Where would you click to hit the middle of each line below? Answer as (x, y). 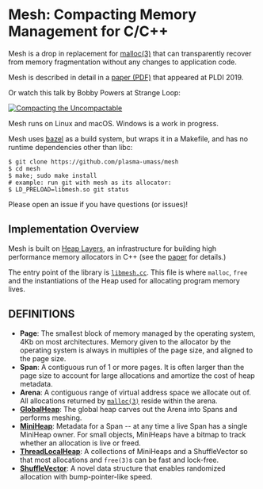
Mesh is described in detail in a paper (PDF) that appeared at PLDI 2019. (126, 77)
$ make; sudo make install (53, 175)
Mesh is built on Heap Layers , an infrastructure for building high (112, 248)
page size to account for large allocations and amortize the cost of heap (137, 375)
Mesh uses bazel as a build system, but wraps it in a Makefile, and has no (128, 139)
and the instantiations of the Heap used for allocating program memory (124, 280)
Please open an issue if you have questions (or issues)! (98, 204)
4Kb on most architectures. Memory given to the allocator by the (125, 341)
